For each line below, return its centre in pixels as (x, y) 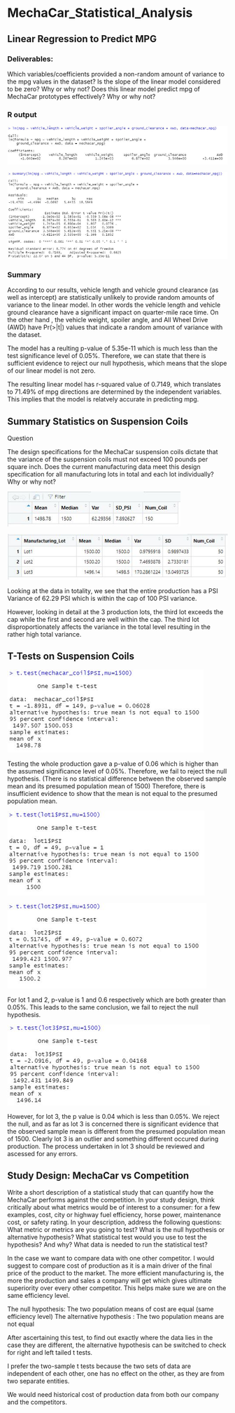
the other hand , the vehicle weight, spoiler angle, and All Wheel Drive (108, 320)
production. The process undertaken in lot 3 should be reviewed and (106, 1146)
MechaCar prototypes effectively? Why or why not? (81, 96)
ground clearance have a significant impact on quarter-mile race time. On (113, 312)
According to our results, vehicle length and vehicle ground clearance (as (113, 290)
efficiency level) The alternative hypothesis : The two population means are (116, 1317)
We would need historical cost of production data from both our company (113, 1395)
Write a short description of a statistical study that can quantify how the (111, 1193)
